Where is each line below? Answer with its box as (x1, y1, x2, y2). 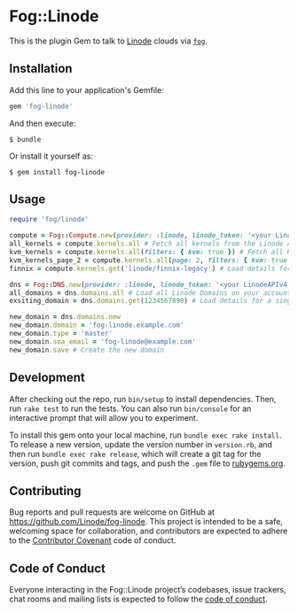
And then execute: (9, 118, 76, 128)
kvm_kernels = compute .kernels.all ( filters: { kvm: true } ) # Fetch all (9, 248, 284, 257)
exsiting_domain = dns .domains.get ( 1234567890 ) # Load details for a (9, 297, 272, 306)
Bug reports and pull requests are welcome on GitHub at (9, 507, 216, 517)
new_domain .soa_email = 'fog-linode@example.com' (9, 337, 197, 346)
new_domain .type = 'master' (9, 330, 114, 338)
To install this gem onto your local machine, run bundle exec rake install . (9, 430, 282, 440)
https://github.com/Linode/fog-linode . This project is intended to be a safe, (9, 516, 284, 527)
